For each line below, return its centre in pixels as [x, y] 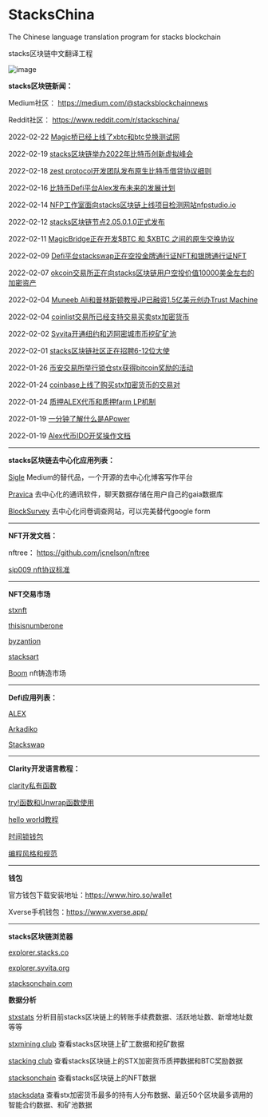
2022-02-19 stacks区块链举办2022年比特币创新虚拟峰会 [101, 154]
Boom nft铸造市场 [37, 672]
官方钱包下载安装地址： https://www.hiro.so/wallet [90, 895]
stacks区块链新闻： [41, 86]
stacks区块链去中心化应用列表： [62, 460]
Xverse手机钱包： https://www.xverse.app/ [78, 912]
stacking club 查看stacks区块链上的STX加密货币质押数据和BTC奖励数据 [126, 1060]
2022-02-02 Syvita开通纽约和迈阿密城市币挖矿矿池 [93, 333]
